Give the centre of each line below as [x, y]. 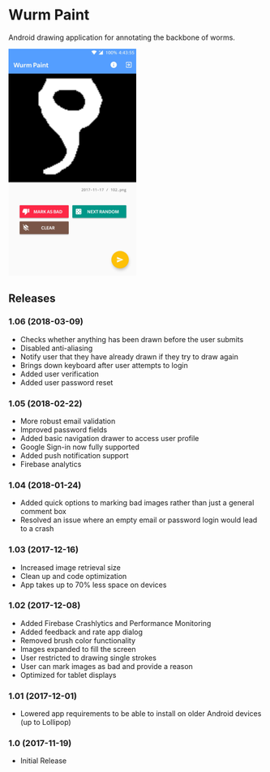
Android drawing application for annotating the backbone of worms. [122, 37]
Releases [32, 299]
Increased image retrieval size [71, 567]
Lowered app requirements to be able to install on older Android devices [141, 714]
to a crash [37, 529]
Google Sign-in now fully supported [80, 447]
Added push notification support [74, 455]
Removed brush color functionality [78, 640]
